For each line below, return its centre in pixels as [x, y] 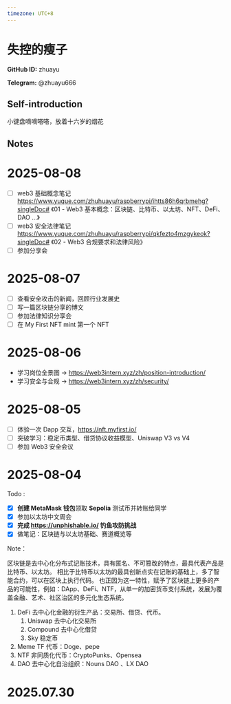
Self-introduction [45, 104]
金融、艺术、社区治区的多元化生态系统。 [70, 598]
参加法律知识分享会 [44, 316]
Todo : [16, 494]
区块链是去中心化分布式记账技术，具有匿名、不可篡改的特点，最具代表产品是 [115, 563]
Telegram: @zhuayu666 [42, 83]
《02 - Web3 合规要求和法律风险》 [99, 242]
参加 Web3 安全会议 [45, 447]
